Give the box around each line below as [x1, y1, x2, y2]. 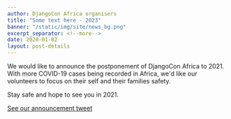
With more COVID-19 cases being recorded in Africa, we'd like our [7, 69, 198, 78]
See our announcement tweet [7, 104, 93, 112]
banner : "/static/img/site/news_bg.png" [7, 23, 127, 30]
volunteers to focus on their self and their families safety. [7, 77, 171, 85]
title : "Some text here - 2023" [7, 17, 101, 24]
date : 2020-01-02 [7, 36, 58, 43]
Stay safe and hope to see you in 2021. [7, 90, 119, 99]
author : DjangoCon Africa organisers [7, 10, 117, 17]
